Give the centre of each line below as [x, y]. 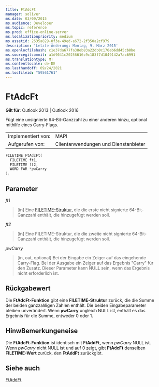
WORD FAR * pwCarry [29, 169]
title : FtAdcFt [21, 9]
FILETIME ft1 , [24, 160]
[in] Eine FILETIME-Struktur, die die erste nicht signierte [73, 210]
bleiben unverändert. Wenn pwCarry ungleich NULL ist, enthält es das [75, 310]
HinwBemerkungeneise [42, 331]
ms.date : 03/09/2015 [26, 18]
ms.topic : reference [26, 28]
